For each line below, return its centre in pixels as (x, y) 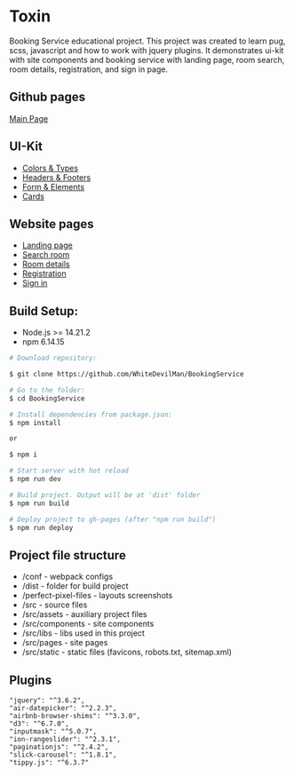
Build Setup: (44, 311)
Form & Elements (53, 186)
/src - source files (55, 605)
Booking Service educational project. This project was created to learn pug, (147, 41)
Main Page (29, 118)
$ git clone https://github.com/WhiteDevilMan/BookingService (127, 375)
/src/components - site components (88, 624)
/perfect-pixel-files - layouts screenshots (97, 596)
